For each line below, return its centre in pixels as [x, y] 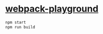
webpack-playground [52, 9]
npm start [16, 22]
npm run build [20, 27]
